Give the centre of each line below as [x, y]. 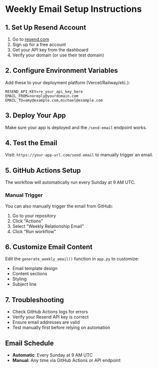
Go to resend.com [31, 39]
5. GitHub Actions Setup [43, 170]
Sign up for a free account [39, 45]
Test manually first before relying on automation [61, 327]
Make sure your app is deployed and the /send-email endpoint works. [76, 127]
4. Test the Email [31, 143]
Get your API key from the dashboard [50, 50]
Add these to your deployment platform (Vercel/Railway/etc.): [68, 82]
